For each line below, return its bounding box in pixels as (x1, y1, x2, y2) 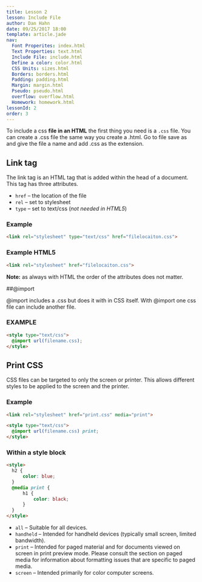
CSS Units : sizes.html (12, 65, 69, 72)
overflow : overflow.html (12, 94, 75, 100)
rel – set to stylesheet (15, 199, 71, 206)
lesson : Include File (6, 15, 61, 21)
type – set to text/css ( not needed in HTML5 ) (15, 205, 127, 213)
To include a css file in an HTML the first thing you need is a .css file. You (6, 127, 191, 134)
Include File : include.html (12, 54, 83, 60)
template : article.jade (6, 32, 67, 38)
